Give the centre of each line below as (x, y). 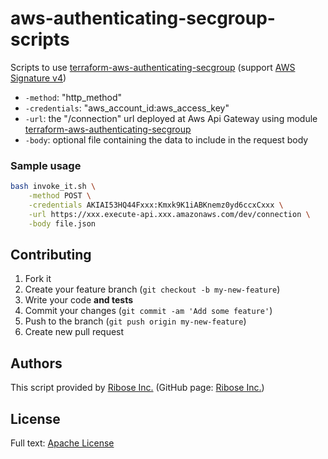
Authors (36, 363)
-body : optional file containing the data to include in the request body (166, 139)
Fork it (38, 279)
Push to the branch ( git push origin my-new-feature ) (135, 321)
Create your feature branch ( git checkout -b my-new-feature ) (152, 289)
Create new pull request (74, 332)
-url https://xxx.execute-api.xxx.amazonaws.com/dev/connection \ (169, 214)
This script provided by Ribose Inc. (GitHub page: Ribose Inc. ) (137, 388)
